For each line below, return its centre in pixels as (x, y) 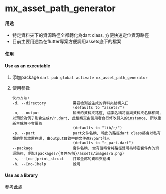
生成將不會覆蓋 (29, 124)
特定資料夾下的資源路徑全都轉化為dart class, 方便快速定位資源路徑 (81, 35)
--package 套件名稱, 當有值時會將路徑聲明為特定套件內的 (84, 148)
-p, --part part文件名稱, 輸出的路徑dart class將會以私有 (86, 133)
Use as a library (22, 175)
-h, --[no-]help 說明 (46, 164)
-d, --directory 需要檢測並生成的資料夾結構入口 (70, 103)
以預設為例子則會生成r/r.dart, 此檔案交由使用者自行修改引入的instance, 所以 (85, 118)
